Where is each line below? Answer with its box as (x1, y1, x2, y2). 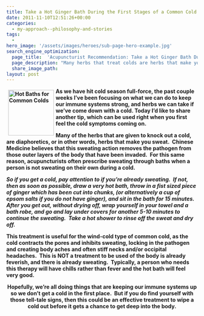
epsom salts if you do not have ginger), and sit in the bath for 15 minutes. (6, 195, 195, 202)
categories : (6, 20, 36, 26)
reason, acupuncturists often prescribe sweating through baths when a (6, 157, 190, 165)
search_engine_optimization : (6, 49, 80, 55)
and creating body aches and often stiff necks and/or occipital (6, 246, 167, 253)
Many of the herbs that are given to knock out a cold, (55, 132, 191, 139)
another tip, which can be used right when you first (55, 114, 188, 121)
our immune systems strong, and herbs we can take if (55, 101, 194, 108)
